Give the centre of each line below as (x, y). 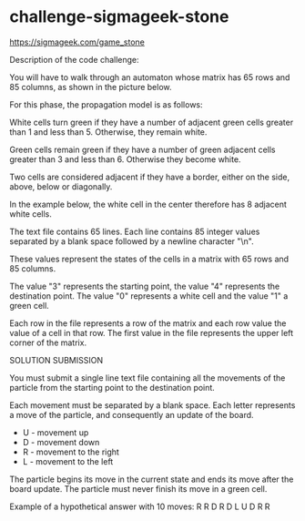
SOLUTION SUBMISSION (56, 360)
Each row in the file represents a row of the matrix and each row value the (148, 323)
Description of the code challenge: (74, 59)
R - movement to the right (71, 452)
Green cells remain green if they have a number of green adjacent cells (142, 149)
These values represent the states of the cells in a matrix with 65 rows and (149, 259)
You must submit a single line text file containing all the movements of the (147, 378)
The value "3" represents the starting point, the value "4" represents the (145, 286)
